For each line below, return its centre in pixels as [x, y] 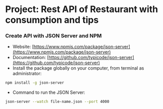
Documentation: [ [31, 58]
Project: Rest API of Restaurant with [82, 9]
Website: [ [23, 47]
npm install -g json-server [35, 83]
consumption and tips [52, 20]
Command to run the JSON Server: [49, 92]
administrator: [27, 74]
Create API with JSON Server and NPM [53, 36]
